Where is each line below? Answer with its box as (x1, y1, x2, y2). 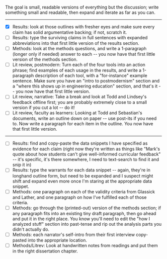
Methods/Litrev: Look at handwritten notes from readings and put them (12, 242, 158, 248)
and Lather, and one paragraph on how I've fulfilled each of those (12, 194, 147, 200)
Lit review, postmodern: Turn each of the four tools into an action (12, 62, 146, 68)
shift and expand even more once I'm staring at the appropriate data (12, 178, 153, 184)
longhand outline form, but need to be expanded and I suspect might (12, 173, 153, 178)
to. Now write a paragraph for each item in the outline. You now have (12, 121, 153, 127)
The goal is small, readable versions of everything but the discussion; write (5, 4, 159, 10)
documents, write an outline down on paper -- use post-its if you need (12, 115, 157, 121)
